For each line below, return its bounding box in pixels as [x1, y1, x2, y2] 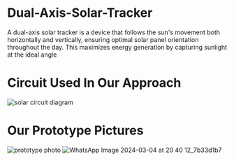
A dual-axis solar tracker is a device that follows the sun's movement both [7, 28, 221, 36]
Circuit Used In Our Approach [7, 75, 182, 91]
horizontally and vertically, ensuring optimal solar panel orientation [7, 35, 199, 43]
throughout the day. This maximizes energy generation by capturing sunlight [7, 43, 228, 51]
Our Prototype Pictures [7, 122, 144, 139]
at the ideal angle [7, 50, 57, 59]
